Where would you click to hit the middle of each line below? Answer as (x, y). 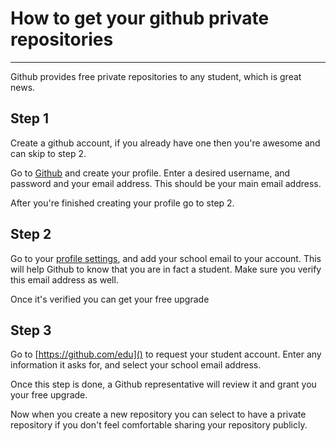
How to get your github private (140, 18)
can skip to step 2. (48, 153)
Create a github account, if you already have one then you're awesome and (165, 143)
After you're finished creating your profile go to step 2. (122, 203)
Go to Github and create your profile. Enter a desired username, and (150, 173)
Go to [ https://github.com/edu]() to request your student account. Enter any (166, 354)
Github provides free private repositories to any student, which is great (156, 76)
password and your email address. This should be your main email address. (166, 183)
